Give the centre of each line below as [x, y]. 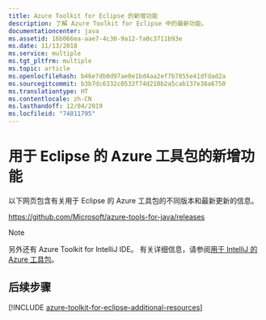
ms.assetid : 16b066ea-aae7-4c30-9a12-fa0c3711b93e [95, 38]
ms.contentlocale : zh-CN [50, 99]
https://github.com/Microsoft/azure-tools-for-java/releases [107, 216]
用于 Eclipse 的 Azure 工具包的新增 [125, 157]
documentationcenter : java [54, 31]
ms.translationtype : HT [49, 91]
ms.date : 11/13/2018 [43, 46]
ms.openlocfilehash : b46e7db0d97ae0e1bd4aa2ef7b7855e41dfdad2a [117, 76]
